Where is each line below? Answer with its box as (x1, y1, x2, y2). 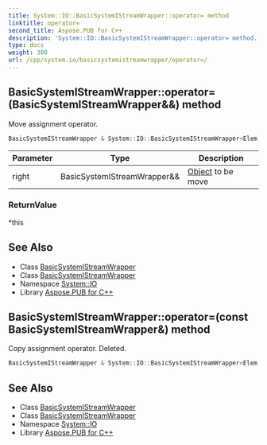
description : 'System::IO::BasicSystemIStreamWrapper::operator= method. (8, 33, 258, 42)
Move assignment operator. (8, 119, 99, 128)
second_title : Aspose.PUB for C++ (8, 26, 123, 34)
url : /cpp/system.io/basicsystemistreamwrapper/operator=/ (8, 57, 208, 64)
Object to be (187, 166, 234, 177)
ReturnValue (8, 200, 57, 211)
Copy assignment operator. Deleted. (8, 344, 127, 353)
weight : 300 (8, 49, 48, 57)
